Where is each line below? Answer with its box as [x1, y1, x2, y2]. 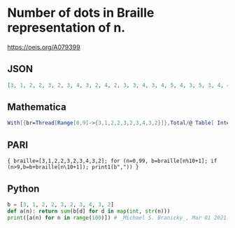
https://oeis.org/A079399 [7, 43, 80, 51]
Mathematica [7, 101, 66, 113]
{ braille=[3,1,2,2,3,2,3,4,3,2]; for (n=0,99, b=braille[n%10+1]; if [7, 157, 218, 165]
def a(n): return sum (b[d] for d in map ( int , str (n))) [7, 208, 171, 215]
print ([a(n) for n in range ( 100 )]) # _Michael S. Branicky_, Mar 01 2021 [7, 214, 227, 221]
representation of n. [7, 20, 126, 36]
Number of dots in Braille [7, 5, 155, 21]
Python [7, 183, 40, 194]
